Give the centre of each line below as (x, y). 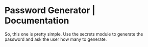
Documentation (37, 21)
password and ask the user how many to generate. (56, 39)
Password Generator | (50, 10)
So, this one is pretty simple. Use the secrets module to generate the (74, 34)
